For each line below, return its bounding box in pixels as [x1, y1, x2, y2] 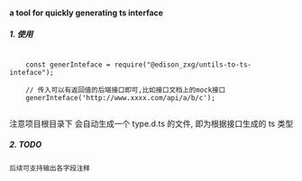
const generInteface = [25, 59, 111, 69]
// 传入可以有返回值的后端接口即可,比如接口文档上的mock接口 [25, 86, 226, 95]
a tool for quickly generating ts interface [9, 7, 164, 18]
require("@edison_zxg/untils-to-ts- [114, 59, 252, 69]
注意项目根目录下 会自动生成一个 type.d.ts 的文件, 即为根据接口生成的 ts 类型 [9, 118, 294, 129]
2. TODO [9, 140, 42, 150]
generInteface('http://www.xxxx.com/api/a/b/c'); [25, 93, 216, 103]
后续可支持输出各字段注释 [9, 163, 90, 173]
